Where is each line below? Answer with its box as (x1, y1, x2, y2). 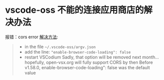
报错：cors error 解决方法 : (5, 34, 58, 40)
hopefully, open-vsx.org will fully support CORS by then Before (24, 59, 153, 65)
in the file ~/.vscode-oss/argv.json (24, 44, 96, 50)
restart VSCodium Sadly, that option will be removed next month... (24, 54, 159, 60)
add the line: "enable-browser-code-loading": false (24, 49, 131, 54)
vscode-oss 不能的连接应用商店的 (5, 4, 144, 16)
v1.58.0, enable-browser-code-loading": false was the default (24, 64, 150, 70)
